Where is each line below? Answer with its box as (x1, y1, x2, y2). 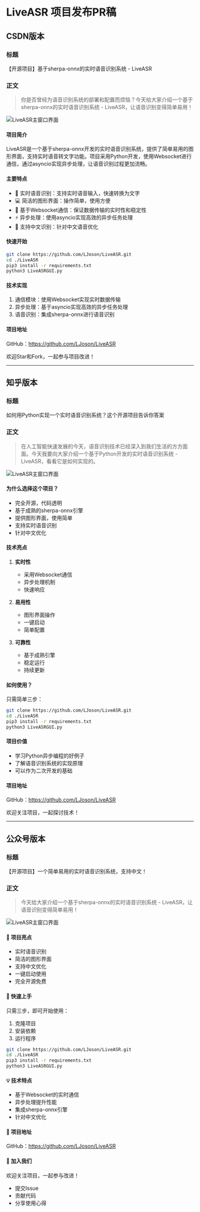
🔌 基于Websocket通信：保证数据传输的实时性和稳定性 (14, 206, 147, 214)
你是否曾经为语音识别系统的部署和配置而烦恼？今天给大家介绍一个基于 (20, 96, 193, 103)
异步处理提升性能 (14, 1099, 57, 1106)
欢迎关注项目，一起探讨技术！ (6, 809, 79, 816)
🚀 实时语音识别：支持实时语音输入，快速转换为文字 (14, 189, 140, 197)
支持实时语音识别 (14, 521, 57, 528)
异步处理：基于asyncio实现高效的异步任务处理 (14, 304, 128, 311)
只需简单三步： (6, 695, 43, 703)
